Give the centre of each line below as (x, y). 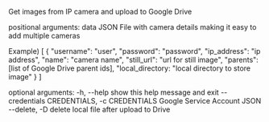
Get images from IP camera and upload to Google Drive (100, 12)
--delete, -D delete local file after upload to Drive (89, 109)
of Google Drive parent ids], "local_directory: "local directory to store (137, 68)
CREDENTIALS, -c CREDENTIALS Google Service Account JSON (154, 101)
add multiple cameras (44, 36)
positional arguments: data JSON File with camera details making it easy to (132, 27)
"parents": (242, 60)
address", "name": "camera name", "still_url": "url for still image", (116, 60)
